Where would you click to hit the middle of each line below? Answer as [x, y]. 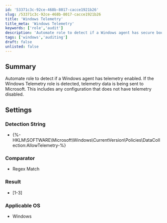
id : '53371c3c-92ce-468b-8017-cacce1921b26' [52, 10]
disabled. [14, 94]
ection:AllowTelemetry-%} [39, 145]
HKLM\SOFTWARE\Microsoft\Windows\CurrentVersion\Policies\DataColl [86, 140]
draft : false [19, 42]
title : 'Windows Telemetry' [34, 19]
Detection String [25, 124]
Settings [19, 110]
